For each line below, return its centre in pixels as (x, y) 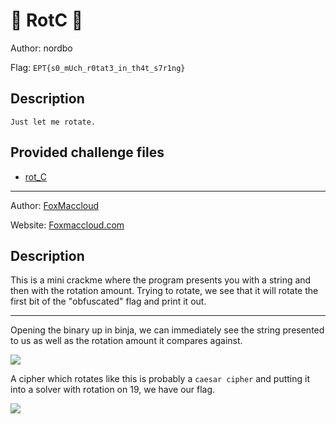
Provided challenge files (87, 152)
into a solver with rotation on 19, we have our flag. (113, 390)
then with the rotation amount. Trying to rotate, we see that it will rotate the (164, 291)
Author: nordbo (41, 48)
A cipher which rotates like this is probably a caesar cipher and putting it (160, 379)
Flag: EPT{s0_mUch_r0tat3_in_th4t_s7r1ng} (98, 67)
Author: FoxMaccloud (55, 205)
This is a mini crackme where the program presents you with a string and (161, 280)
